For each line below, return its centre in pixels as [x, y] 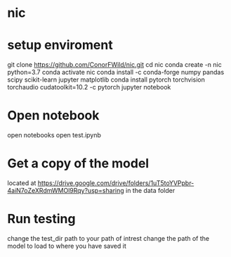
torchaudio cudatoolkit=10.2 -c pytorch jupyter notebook [89, 87]
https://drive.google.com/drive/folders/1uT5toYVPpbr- [116, 183]
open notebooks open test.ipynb [54, 135]
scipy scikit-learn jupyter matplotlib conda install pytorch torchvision [106, 80]
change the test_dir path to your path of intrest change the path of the [108, 238]
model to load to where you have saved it [67, 246]
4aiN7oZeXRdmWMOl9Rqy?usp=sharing [66, 190]
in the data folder [150, 190]
